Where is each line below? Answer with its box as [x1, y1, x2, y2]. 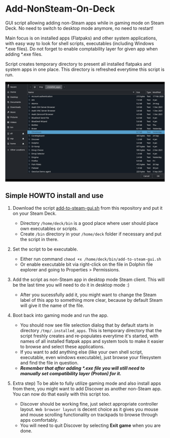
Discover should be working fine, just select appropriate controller [20, 401, 158, 407]
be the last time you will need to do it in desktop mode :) [12, 282, 130, 288]
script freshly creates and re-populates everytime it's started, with [20, 333, 158, 339]
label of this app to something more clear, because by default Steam [20, 297, 163, 303]
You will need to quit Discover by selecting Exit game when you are [20, 422, 161, 428]
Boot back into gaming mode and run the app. [12, 312, 109, 318]
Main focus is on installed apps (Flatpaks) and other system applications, [5, 35, 157, 41]
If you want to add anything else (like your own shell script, [20, 349, 143, 355]
